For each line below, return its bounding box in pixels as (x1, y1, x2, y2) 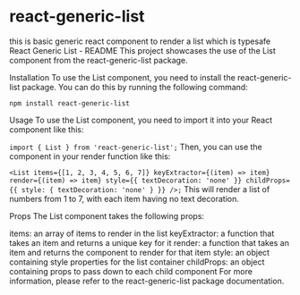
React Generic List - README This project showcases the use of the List (9, 45, 276, 55)
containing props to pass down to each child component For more (9, 265, 253, 276)
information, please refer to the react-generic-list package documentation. (9, 275, 285, 286)
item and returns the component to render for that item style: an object (9, 247, 270, 257)
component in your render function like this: (9, 150, 171, 162)
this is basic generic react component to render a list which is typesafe (9, 36, 271, 46)
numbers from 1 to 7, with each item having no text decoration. (9, 193, 239, 204)
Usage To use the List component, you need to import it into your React (9, 114, 273, 125)
